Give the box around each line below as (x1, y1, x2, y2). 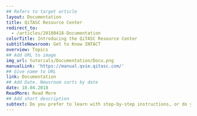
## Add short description (6, 95, 69, 101)
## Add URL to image (6, 52, 57, 58)
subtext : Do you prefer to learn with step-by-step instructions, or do (6, 101, 188, 107)
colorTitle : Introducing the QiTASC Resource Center (6, 36, 138, 42)
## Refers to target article (6, 8, 77, 15)
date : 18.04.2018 (6, 85, 49, 91)
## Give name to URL (6, 69, 57, 74)
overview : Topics (6, 47, 49, 53)
